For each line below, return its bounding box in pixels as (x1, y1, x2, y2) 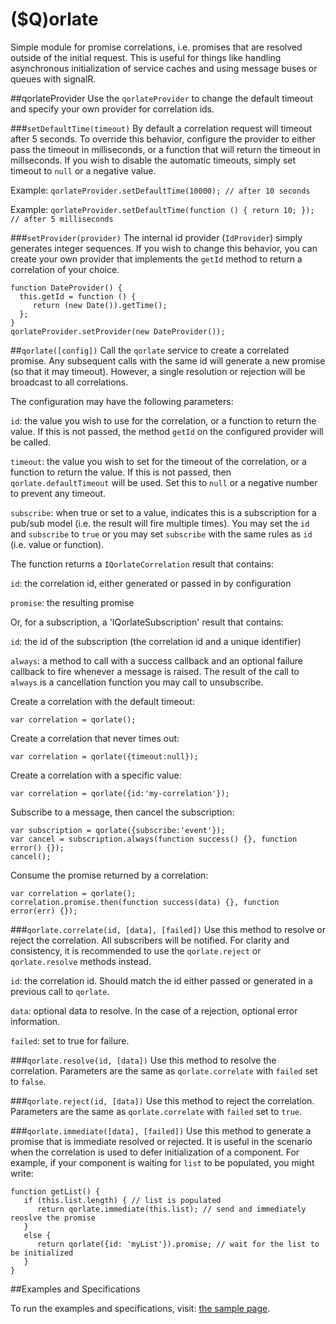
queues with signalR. (10, 73, 97, 85)
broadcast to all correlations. (10, 376, 129, 388)
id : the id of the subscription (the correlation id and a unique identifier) (10, 635, 302, 647)
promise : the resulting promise (10, 596, 135, 608)
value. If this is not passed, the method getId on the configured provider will (10, 425, 324, 437)
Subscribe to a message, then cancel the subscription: (10, 806, 235, 818)
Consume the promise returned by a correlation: (10, 869, 209, 881)
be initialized (10, 1248, 74, 1258)
